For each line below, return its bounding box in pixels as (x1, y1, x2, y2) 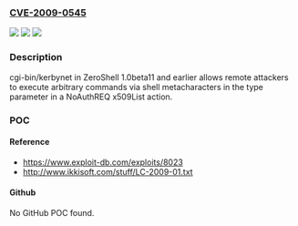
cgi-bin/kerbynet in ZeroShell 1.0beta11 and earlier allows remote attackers (9, 71, 289, 83)
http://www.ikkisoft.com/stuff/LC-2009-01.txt (22, 166, 193, 177)
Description (9, 51, 63, 64)
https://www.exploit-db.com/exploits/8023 (22, 157, 184, 168)
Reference (9, 137, 50, 148)
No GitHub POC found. (9, 207, 95, 218)
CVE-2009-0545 (9, 6, 87, 19)
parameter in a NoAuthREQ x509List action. (9, 91, 173, 102)
